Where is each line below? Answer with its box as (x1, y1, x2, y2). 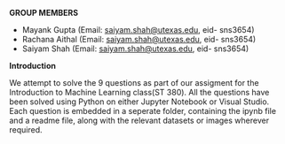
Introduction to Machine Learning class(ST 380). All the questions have (9, 87, 270, 97)
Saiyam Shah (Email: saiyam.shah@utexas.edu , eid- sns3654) (21, 43, 249, 54)
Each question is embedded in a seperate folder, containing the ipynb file (9, 106, 277, 116)
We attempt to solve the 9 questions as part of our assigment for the (9, 78, 259, 87)
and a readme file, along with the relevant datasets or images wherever (9, 115, 269, 125)
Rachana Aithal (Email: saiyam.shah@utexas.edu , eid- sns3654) (21, 34, 257, 44)
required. (9, 125, 43, 135)
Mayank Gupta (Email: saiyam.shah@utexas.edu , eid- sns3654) (21, 25, 255, 34)
